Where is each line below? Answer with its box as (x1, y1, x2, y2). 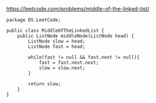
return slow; (28, 81, 61, 87)
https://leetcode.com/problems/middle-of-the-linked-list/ (6, 5, 150, 12)
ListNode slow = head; (28, 38, 86, 44)
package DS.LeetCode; (6, 17, 61, 23)
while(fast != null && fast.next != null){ (28, 54, 140, 60)
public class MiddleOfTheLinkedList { (6, 27, 104, 34)
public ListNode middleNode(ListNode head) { (17, 33, 135, 39)
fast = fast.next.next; (38, 60, 99, 66)
